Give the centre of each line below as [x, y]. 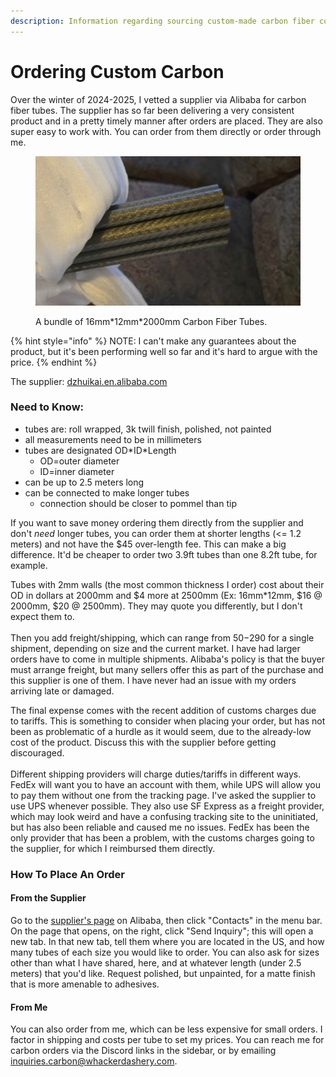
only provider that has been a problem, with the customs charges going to [162, 837]
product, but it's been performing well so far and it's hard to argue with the [164, 351]
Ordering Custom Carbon [117, 71]
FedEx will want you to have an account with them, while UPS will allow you [165, 784]
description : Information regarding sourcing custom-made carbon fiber [162, 21]
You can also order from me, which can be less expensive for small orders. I [166, 1029]
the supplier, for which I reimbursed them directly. [113, 848]
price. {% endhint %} [54, 362]
